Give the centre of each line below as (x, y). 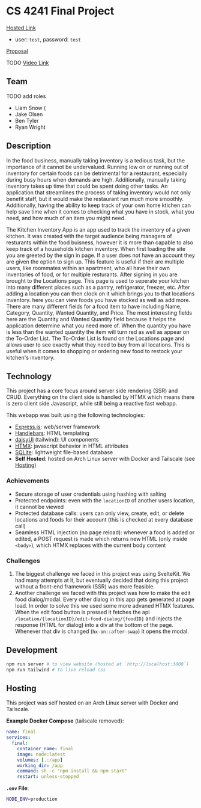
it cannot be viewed (39, 507)
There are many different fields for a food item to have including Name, (94, 306)
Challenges (23, 561)
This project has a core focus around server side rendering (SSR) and (92, 391)
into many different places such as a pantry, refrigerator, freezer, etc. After (98, 287)
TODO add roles (26, 96)
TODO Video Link (28, 63)
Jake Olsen (29, 114)
